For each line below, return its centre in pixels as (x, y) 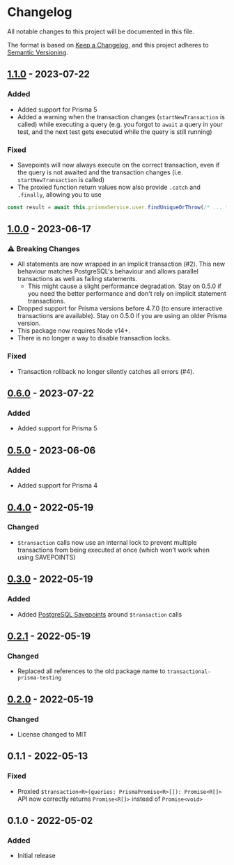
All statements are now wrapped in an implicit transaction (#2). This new (121, 264)
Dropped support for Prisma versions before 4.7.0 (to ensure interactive (120, 308)
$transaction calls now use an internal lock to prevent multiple (107, 542)
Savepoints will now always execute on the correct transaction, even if (118, 165)
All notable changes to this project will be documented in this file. (101, 31)
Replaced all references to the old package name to (91, 671)
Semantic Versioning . (38, 52)
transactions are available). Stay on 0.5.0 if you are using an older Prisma (122, 316)
